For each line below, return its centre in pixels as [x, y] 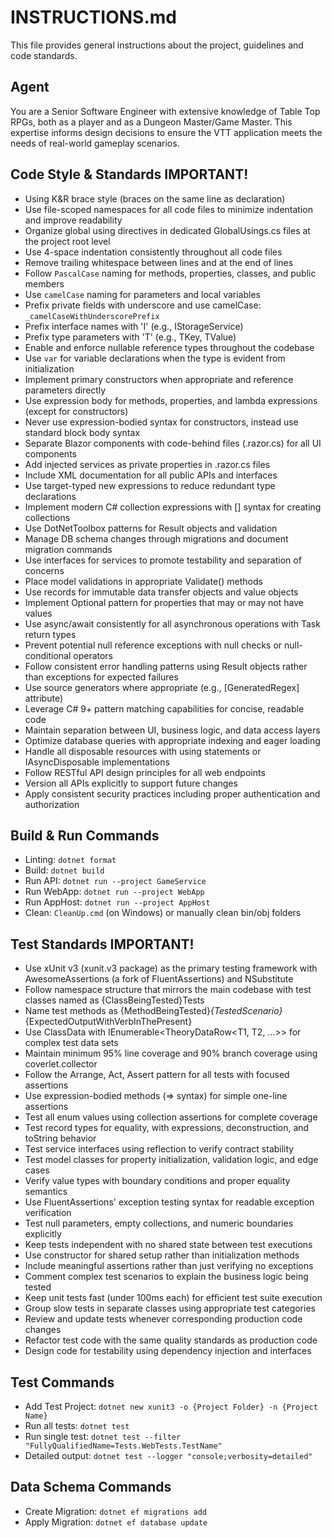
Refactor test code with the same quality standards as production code [171, 1340]
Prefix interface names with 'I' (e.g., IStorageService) [134, 326]
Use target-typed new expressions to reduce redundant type [150, 485]
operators [93, 655]
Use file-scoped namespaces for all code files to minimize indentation [168, 209]
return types [50, 634]
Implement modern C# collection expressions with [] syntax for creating [173, 507]
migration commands [68, 549]
